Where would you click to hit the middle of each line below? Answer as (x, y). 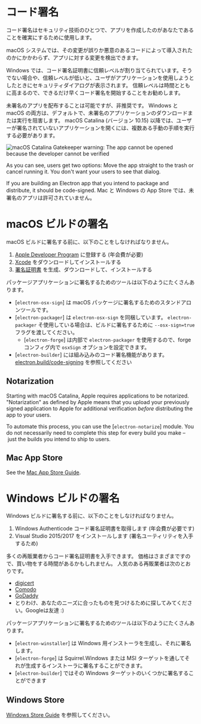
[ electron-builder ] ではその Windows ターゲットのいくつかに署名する (102, 673)
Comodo (26, 589)
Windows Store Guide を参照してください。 (60, 715)
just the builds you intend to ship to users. (59, 439)
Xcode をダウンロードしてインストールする (68, 262)
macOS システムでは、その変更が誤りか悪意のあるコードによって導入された (100, 50)
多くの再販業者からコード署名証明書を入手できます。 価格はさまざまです (96, 556)
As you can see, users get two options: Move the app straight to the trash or (100, 165)
